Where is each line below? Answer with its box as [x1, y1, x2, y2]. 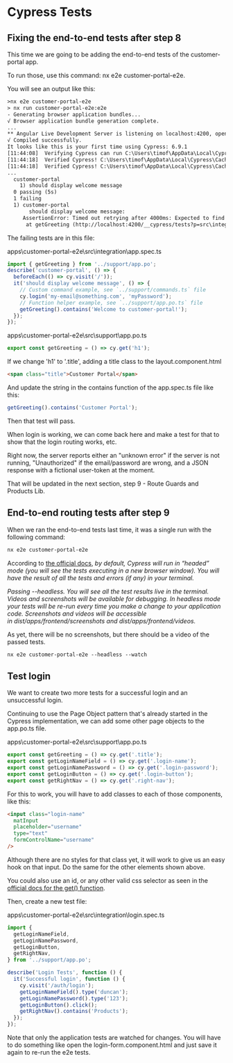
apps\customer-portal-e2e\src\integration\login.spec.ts [7, 911, 165, 919]
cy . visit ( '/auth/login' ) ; [19, 982, 95, 989]
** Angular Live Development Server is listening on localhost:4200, [7, 130, 213, 138]
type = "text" [13, 830, 49, 837]
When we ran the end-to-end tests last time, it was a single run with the [7, 525, 212, 534]
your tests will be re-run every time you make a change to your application [7, 602, 221, 610]
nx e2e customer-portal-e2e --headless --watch [7, 651, 148, 658]
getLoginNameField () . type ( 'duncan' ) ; [19, 989, 129, 996]
